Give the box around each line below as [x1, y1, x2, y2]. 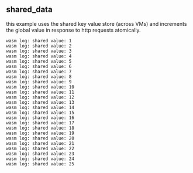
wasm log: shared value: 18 [6, 125, 75, 131]
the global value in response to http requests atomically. [6, 26, 142, 33]
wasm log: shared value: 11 [6, 89, 75, 95]
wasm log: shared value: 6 [6, 63, 72, 69]
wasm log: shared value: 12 [6, 94, 75, 100]
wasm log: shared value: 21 [6, 140, 75, 146]
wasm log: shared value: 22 [6, 145, 75, 151]
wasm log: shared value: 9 [6, 79, 72, 84]
